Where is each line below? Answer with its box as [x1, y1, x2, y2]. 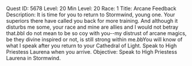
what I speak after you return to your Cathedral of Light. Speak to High [6, 42, 177, 49]
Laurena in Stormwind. [6, 55, 61, 61]
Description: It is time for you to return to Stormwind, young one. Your [6, 11, 176, 18]
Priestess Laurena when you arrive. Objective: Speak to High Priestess [6, 48, 178, 55]
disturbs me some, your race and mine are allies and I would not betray [6, 23, 178, 30]
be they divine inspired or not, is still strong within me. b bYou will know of [6, 36, 183, 43]
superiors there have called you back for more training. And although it [6, 18, 178, 24]
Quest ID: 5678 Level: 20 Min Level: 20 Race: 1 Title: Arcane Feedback [6, 5, 177, 12]
